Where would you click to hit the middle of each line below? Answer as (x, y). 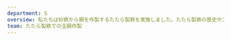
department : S (27, 13)
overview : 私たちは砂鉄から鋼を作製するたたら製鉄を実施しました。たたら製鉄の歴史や (114, 20)
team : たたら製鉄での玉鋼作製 (45, 26)
